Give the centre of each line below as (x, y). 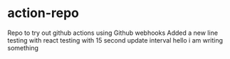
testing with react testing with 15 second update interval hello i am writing (115, 40)
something (23, 48)
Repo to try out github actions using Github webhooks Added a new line (113, 33)
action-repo (43, 13)
